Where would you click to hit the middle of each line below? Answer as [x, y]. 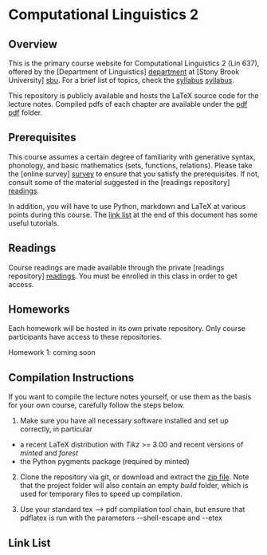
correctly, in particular [56, 429]
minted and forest [49, 453]
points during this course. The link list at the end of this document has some [133, 215]
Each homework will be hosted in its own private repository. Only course [127, 329]
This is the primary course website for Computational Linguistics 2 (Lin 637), [134, 63]
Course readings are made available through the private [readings [116, 267]
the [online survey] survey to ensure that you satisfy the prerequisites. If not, [134, 174]
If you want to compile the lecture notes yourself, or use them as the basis [130, 397]
